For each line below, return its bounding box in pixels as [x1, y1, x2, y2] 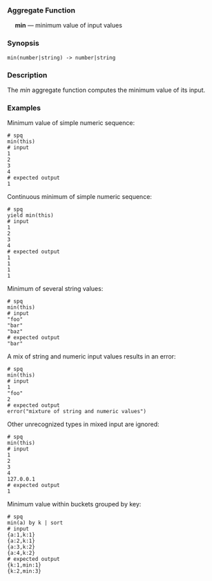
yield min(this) [7, 212, 54, 219]
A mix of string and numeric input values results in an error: [7, 352, 176, 361]
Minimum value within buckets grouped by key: [7, 500, 142, 508]
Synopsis [7, 39, 39, 48]
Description [7, 70, 48, 79]
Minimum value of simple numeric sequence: [7, 119, 135, 127]
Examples [7, 103, 41, 113]
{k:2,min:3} [7, 568, 41, 575]
